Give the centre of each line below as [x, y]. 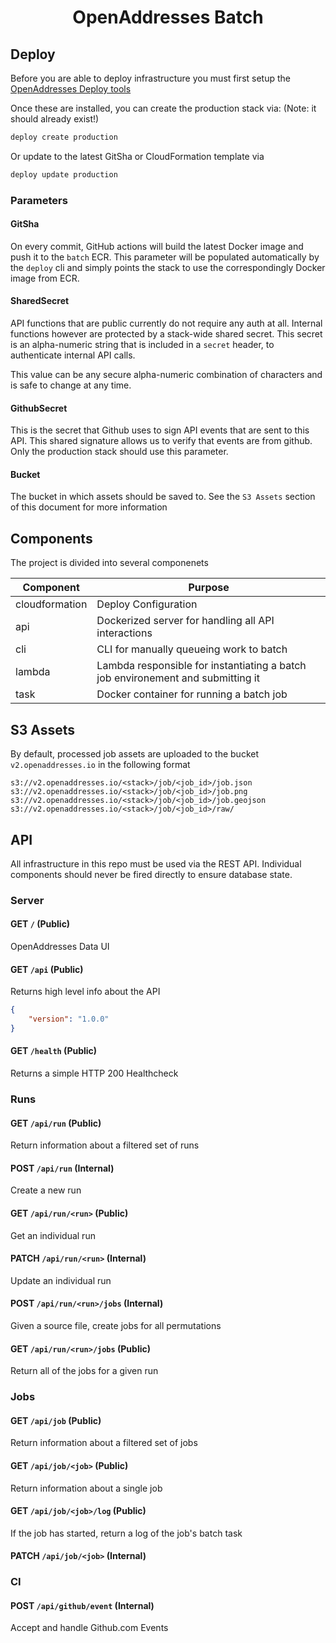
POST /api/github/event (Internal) [82, 1605]
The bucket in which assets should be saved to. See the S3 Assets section [163, 497]
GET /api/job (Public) [56, 1420]
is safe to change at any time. [71, 385]
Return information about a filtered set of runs [105, 1145]
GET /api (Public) [47, 969]
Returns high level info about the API [85, 992]
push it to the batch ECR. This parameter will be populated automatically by [165, 257]
